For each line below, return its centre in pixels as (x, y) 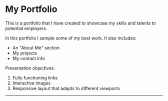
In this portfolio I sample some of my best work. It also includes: (71, 38)
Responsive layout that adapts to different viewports (66, 88)
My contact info (28, 58)
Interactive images (31, 83)
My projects (25, 53)
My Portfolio (31, 9)
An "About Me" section (36, 47)
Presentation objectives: (30, 68)
